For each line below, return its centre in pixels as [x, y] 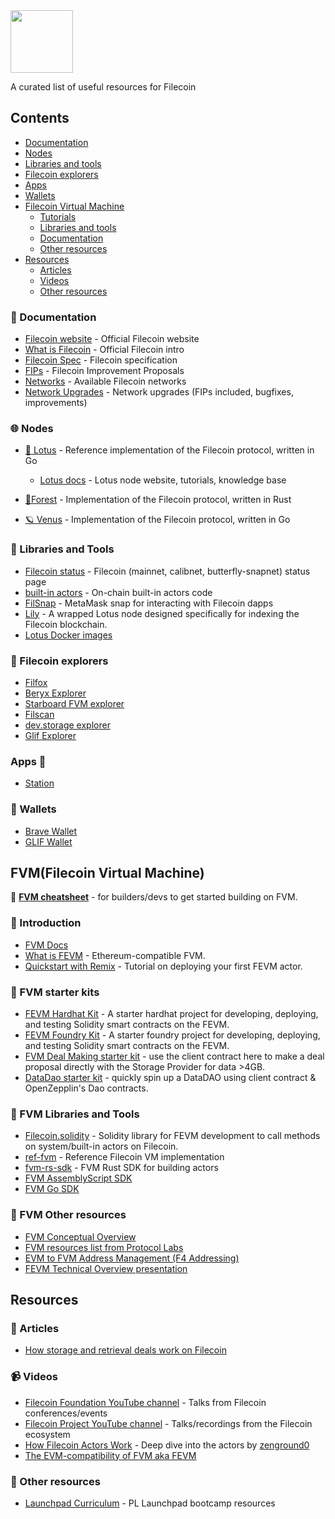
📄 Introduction [46, 923]
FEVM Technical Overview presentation [106, 1268]
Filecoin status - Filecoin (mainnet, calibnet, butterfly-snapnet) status [167, 571]
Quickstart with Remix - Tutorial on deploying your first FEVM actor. [163, 966]
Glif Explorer [50, 735]
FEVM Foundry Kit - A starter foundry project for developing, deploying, [172, 1035]
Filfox [36, 682]
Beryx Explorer [55, 693]
